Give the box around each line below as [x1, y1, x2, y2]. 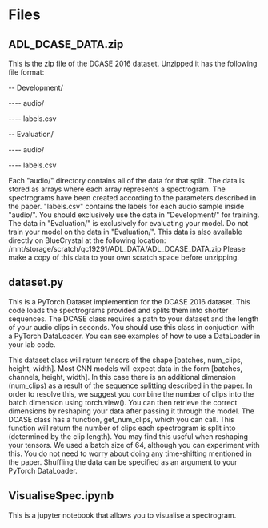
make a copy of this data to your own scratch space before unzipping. [8, 252, 240, 262]
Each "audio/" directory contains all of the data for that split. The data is [8, 176, 246, 185]
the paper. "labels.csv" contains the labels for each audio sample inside [8, 202, 245, 211]
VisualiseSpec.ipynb [8, 489, 114, 502]
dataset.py [8, 276, 64, 289]
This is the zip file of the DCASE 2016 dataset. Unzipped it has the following [8, 58, 258, 68]
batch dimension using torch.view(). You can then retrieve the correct [8, 397, 238, 407]
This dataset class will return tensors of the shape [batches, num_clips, [8, 355, 243, 365]
